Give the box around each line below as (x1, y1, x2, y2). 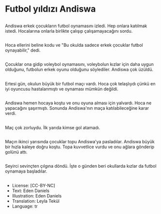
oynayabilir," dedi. (5, 47, 41, 53)
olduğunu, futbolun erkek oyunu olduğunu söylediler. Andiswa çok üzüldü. (5, 67, 154, 73)
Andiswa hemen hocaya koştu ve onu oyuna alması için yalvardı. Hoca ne (5, 100, 152, 106)
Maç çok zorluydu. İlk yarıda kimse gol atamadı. (5, 124, 100, 130)
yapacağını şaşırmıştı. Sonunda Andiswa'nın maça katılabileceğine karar (5, 105, 149, 111)
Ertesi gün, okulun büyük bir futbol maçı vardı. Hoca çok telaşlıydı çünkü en (5, 80, 156, 86)
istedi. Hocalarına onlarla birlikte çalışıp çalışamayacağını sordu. (5, 28, 133, 34)
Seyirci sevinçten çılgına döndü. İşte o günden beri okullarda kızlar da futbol (5, 163, 157, 169)
